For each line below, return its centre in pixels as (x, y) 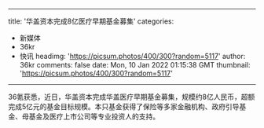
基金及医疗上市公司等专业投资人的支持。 (94, 116)
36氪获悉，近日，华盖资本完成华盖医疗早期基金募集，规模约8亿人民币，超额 (132, 97)
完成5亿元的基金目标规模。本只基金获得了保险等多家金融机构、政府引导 (124, 106)
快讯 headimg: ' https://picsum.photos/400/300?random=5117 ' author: (132, 56)
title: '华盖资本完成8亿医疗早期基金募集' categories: (91, 21)
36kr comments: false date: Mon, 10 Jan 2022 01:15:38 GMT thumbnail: (135, 65)
